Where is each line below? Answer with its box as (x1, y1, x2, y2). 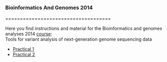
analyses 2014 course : (5, 31, 52, 37)
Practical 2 (12, 51, 35, 57)
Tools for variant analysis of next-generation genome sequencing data (5, 36, 152, 42)
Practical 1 (12, 46, 34, 52)
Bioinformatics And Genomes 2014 (5, 4, 93, 11)
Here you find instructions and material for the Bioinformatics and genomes (5, 25, 162, 32)
